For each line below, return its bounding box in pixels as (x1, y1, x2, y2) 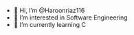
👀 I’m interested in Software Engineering (13, 13, 129, 22)
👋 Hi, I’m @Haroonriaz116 (13, 7, 85, 14)
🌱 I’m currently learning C (13, 21, 87, 28)
